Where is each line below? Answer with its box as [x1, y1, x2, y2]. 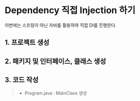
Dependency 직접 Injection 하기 [5, 5, 135, 16]
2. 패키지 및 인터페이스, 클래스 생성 [5, 57, 106, 65]
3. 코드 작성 [5, 76, 39, 84]
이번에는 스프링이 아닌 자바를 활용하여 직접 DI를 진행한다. [5, 22, 117, 28]
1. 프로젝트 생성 [5, 38, 50, 47]
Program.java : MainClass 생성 [24, 90, 87, 96]
